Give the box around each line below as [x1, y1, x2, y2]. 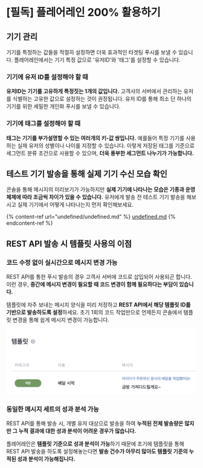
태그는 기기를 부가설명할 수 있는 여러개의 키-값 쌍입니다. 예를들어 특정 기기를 [6, 134, 185, 141]
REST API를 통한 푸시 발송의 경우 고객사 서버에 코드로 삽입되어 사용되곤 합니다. [6, 273, 192, 281]
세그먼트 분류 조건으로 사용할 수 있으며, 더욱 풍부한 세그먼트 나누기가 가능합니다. [6, 149, 195, 157]
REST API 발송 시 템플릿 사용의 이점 [6, 238, 132, 249]
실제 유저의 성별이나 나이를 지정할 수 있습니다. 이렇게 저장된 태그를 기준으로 [17, 141, 195, 149]
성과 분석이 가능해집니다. [17, 455, 76, 463]
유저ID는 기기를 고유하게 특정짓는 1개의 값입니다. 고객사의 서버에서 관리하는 [6, 88, 182, 95]
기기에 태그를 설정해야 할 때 [6, 119, 81, 128]
